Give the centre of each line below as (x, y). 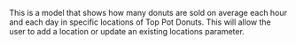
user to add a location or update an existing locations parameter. (127, 31)
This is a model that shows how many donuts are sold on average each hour (148, 13)
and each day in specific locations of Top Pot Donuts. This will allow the (140, 22)
